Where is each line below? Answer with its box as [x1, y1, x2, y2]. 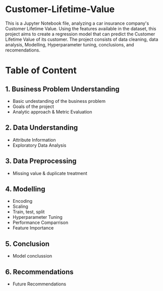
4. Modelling [5, 185, 45, 193]
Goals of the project [12, 103, 54, 109]
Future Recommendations [12, 281, 67, 287]
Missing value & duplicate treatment [12, 170, 87, 176]
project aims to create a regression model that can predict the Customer [5, 31, 155, 37]
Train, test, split [12, 209, 45, 215]
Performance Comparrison [12, 219, 69, 225]
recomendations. [5, 47, 40, 53]
